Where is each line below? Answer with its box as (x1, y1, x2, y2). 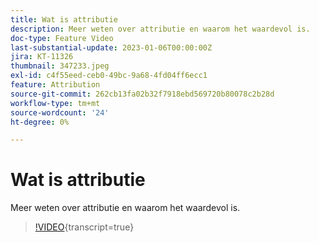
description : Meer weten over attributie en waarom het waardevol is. (10, 24, 311, 34)
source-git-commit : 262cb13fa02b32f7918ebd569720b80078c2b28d (10, 89, 275, 99)
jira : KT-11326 (10, 52, 74, 62)
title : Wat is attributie (10, 14, 118, 25)
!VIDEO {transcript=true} (34, 221, 135, 233)
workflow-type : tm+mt (10, 98, 101, 108)
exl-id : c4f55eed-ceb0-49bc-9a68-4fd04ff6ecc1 (10, 71, 208, 81)
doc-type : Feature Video (10, 33, 114, 43)
